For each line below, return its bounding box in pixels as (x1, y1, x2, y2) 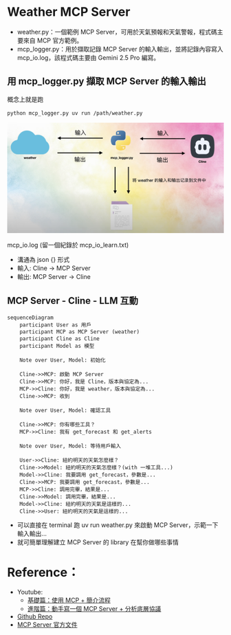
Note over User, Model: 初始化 (19, 357, 106, 364)
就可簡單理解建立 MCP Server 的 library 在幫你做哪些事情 (16, 538, 179, 546)
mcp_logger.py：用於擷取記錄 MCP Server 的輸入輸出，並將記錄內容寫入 (16, 45, 223, 53)
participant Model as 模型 (19, 343, 95, 350)
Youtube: (16, 588, 43, 597)
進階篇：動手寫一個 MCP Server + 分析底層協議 (27, 605, 162, 613)
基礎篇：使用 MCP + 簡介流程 (27, 596, 111, 605)
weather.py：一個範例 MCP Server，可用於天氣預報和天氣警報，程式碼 (16, 27, 218, 36)
